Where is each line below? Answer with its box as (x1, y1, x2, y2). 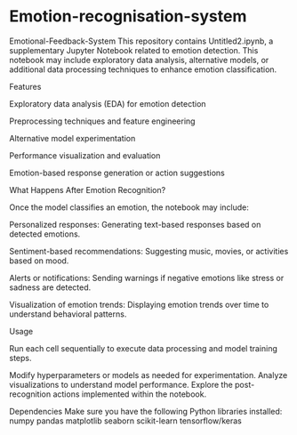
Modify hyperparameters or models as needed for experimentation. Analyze (9, 369, 288, 380)
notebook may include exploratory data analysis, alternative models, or (9, 54, 269, 65)
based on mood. (9, 255, 69, 266)
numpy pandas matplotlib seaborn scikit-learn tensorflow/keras (9, 415, 242, 426)
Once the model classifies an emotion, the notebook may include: (9, 202, 249, 213)
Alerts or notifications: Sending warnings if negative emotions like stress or (9, 272, 285, 283)
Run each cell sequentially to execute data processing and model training (9, 342, 278, 353)
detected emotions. (9, 229, 81, 239)
